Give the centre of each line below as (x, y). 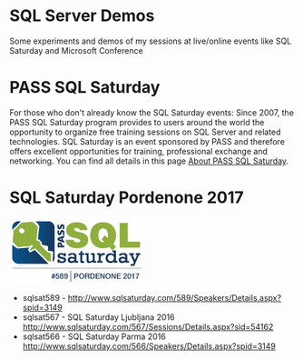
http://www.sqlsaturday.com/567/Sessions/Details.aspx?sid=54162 (148, 326)
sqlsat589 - (44, 297)
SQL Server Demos (82, 16)
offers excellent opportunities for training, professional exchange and (138, 151)
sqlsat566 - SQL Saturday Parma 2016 (94, 336)
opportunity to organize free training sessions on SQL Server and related (145, 132)
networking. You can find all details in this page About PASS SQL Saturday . (149, 161)
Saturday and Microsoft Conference (76, 50)
